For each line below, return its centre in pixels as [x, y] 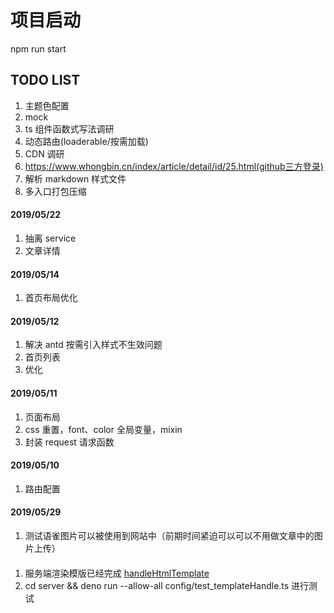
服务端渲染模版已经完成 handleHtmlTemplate [117, 573]
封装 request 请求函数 [69, 442]
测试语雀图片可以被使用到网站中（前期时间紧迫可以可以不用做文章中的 [169, 535]
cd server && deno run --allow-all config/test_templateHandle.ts [157, 585]
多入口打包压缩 [55, 191]
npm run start [38, 48]
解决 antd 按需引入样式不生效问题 [93, 345]
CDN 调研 [44, 153]
